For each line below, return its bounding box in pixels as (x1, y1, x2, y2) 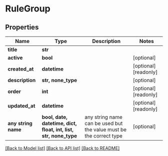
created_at (7, 65, 34, 72)
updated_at (7, 102, 35, 109)
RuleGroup (5, 3, 51, 14)
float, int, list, (41, 126, 74, 133)
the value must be (84, 126, 126, 133)
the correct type (84, 132, 122, 139)
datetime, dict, (41, 120, 77, 126)
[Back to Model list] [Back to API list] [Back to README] (5, 145, 120, 151)
